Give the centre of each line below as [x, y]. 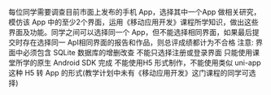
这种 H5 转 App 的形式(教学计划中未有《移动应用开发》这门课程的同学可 [129, 73]
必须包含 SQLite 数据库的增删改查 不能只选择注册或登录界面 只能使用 [138, 52]
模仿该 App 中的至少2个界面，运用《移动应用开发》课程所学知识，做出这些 [133, 22]
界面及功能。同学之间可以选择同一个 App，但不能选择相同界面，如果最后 [130, 32]
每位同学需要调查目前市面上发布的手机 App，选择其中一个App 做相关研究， [135, 12]
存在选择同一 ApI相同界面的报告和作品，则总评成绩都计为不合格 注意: [138, 42]
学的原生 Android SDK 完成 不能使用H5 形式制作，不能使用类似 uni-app [142, 63]
